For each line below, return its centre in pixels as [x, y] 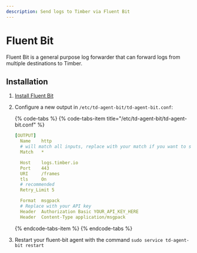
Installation [27, 81]
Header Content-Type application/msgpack [73, 217]
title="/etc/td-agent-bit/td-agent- [147, 119]
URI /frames [40, 174]
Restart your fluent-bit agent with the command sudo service [89, 239]
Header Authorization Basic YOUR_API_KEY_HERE [80, 212]
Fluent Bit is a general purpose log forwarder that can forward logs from [93, 57]
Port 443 [35, 168]
